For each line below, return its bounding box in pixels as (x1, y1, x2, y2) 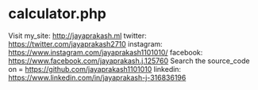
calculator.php (8, 5, 107, 23)
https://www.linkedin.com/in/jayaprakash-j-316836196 (8, 73, 187, 82)
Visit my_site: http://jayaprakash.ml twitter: (8, 31, 147, 40)
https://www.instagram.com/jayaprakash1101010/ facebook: (8, 47, 203, 57)
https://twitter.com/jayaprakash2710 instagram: (8, 39, 163, 48)
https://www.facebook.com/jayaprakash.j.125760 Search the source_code (8, 56, 250, 66)
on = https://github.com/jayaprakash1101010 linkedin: (8, 64, 181, 73)
